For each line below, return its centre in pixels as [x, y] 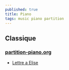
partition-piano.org [28, 52]
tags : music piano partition [34, 18]
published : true [21, 9]
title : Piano [18, 14]
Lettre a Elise [25, 63]
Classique [21, 38]
